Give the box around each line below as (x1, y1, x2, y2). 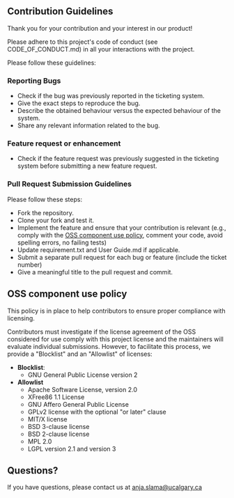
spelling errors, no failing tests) (17, 238, 107, 247)
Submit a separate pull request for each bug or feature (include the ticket (17, 253, 227, 261)
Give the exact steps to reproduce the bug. (17, 99, 141, 107)
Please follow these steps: (7, 195, 82, 203)
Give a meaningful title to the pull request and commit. (17, 267, 173, 276)
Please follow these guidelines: (7, 59, 96, 67)
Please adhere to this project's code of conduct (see (7, 38, 158, 46)
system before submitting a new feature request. (17, 162, 158, 170)
